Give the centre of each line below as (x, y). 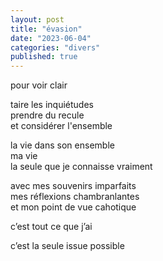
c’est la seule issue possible (67, 246)
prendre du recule (47, 115)
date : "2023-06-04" (51, 38)
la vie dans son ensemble (62, 145)
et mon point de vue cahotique (73, 207)
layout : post (37, 19)
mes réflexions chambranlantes (75, 197)
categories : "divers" (55, 47)
